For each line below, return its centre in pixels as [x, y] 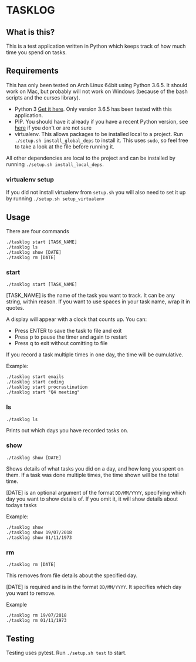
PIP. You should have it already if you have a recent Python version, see [101, 121]
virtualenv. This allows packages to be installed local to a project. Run [99, 134]
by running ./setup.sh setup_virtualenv [55, 198]
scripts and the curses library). [43, 97]
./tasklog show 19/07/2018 [39, 532]
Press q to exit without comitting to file [61, 343]
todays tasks [21, 505]
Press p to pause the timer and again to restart [71, 337]
